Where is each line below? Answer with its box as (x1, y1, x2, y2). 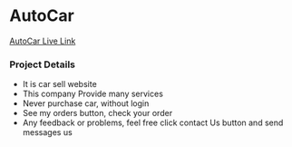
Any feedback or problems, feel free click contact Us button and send (22, 117, 284, 128)
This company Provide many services (22, 88, 163, 100)
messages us (22, 127, 73, 138)
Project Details (9, 58, 75, 71)
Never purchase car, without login (22, 98, 150, 109)
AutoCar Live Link (9, 35, 76, 46)
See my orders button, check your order (22, 108, 173, 119)
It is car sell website (22, 79, 97, 90)
